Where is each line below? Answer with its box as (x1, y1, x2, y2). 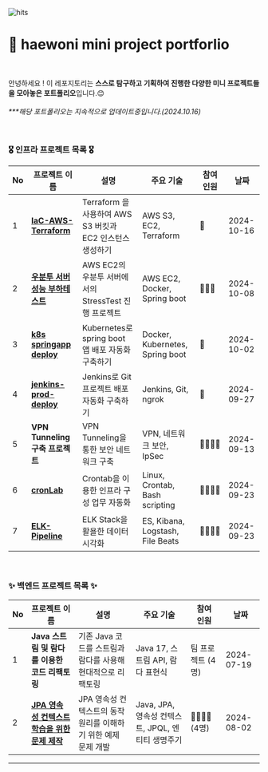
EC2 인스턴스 (82, 232, 130, 243)
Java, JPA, (135, 699, 175, 710)
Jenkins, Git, (142, 384, 189, 395)
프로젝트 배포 (82, 383, 129, 394)
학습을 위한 (31, 723, 70, 734)
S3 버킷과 (82, 220, 117, 232)
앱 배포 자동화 (82, 344, 132, 355)
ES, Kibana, (142, 516, 185, 527)
